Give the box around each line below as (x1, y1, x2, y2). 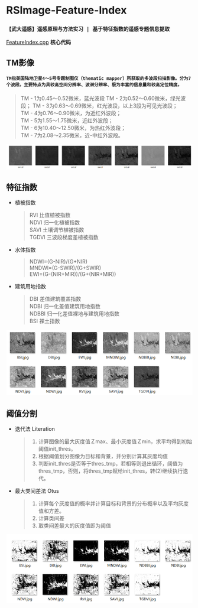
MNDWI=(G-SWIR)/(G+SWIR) (29, 264, 102, 272)
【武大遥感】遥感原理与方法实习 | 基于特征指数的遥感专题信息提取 (6, 26, 170, 32)
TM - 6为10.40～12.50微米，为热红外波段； (20, 125, 126, 132)
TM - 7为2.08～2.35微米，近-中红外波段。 (20, 132, 124, 139)
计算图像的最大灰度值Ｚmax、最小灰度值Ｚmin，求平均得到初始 (38, 438, 193, 445)
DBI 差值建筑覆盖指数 (29, 295, 82, 303)
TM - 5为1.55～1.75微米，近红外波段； (20, 117, 113, 124)
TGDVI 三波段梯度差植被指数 (29, 234, 99, 241)
